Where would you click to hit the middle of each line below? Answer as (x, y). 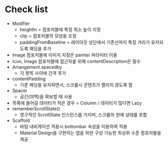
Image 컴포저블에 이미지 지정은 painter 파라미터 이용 (65, 55)
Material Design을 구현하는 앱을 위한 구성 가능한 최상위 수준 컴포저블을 (90, 133)
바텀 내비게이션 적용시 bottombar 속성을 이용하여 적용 (74, 126)
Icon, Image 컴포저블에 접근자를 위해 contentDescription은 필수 (76, 61)
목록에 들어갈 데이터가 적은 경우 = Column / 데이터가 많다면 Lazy (77, 103)
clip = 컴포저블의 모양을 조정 (48, 36)
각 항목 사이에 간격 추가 (43, 73)
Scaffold (21, 120)
